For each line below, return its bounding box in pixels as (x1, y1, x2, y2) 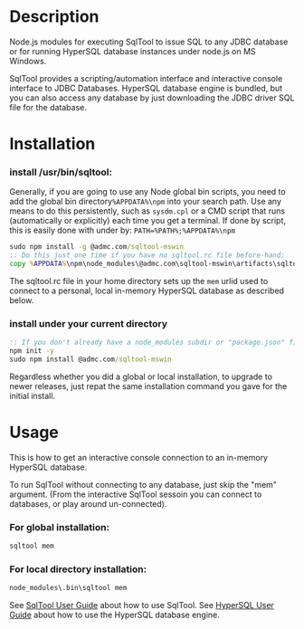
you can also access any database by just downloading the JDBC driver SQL (9, 92, 295, 103)
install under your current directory (9, 317, 168, 329)
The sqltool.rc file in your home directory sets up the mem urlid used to (9, 276, 269, 287)
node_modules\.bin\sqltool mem (9, 584, 128, 593)
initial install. (9, 390, 56, 401)
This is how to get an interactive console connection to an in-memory (9, 452, 269, 462)
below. (9, 295, 34, 306)
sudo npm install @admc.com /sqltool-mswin (9, 355, 172, 364)
